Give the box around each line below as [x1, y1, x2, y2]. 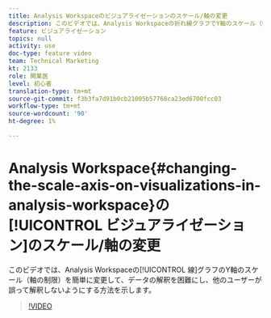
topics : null [8, 34, 52, 43]
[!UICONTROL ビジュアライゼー [8, 216, 218, 235]
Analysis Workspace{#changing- [8, 159, 238, 178]
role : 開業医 [8, 72, 48, 80]
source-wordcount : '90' [8, 110, 89, 118]
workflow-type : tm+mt [8, 102, 81, 110]
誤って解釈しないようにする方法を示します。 [8, 285, 156, 295]
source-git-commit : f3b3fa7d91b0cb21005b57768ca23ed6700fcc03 [8, 95, 222, 103]
